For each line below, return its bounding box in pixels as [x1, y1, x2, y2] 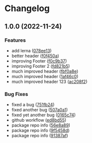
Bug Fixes [4, 91, 29, 97]
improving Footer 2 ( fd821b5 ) [11, 63, 70, 69]
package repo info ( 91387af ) [11, 133, 68, 139]
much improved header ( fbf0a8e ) [11, 68, 78, 74]
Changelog [4, 3, 50, 14]
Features [4, 37, 26, 44]
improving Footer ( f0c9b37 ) [11, 58, 67, 64]
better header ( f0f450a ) [11, 53, 59, 59]
